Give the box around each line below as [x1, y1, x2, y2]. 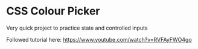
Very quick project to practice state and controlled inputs [6, 24, 148, 31]
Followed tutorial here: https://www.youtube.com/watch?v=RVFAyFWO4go [6, 36, 192, 43]
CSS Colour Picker [6, 4, 101, 18]
